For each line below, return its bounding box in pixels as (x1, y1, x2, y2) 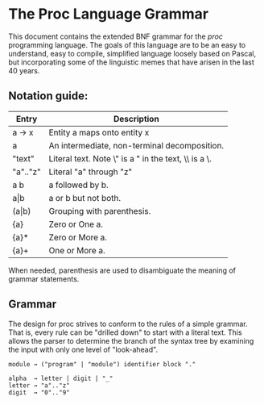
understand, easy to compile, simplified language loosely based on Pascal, (8, 48, 256, 58)
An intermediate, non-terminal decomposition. (48, 140, 225, 151)
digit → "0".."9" (8, 388, 70, 396)
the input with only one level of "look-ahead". (8, 344, 159, 354)
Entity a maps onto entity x (48, 127, 150, 138)
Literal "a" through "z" (48, 166, 133, 177)
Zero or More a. (48, 232, 107, 243)
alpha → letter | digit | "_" (8, 374, 113, 382)
